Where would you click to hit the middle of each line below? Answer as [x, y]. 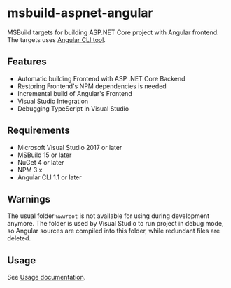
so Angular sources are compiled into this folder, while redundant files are [114, 231]
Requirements [38, 131]
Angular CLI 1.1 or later [49, 177]
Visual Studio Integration [53, 101]
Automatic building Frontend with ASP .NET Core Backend [101, 78]
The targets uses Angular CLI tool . [57, 39]
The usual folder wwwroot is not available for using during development [108, 216]
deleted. [19, 238]
